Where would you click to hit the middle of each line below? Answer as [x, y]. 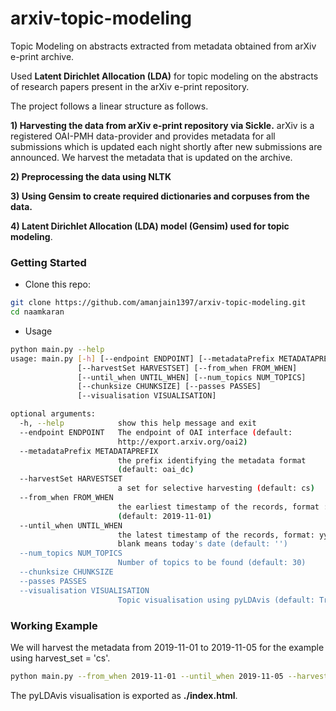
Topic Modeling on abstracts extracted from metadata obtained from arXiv [163, 46]
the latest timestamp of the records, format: [216, 535]
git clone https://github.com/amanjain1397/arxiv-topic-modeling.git [158, 303]
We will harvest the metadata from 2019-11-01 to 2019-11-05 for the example [167, 647]
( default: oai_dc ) [156, 470]
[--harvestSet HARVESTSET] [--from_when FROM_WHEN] [187, 368]
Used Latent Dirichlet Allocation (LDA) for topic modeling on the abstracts [164, 76]
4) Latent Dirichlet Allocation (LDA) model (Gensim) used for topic [150, 226]
